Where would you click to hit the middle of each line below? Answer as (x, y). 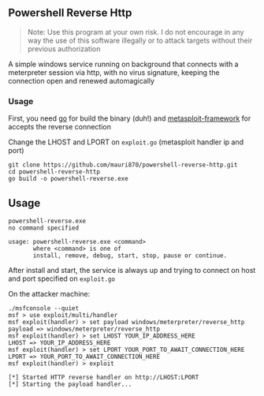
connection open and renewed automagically (82, 80)
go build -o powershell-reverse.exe (68, 179)
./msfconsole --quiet (44, 308)
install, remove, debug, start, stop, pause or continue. (130, 256)
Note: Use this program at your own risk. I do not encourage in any (136, 32)
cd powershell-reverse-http (54, 172)
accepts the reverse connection (60, 127)
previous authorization (64, 49)
